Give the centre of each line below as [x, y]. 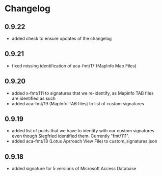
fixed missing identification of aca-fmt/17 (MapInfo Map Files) [74, 66]
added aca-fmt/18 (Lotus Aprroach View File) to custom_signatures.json [84, 141]
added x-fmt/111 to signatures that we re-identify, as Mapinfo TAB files [83, 93]
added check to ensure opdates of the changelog [62, 38]
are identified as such [34, 98]
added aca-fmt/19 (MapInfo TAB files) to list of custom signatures [78, 103]
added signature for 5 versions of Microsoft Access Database [74, 169]
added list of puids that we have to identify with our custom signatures [83, 131]
